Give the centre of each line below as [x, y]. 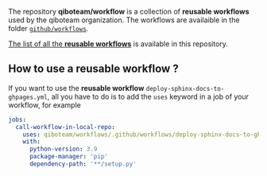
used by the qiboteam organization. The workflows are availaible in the [124, 20]
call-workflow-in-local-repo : [65, 127]
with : [32, 142]
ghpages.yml [28, 97]
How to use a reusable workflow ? [93, 69]
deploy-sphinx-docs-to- [185, 88]
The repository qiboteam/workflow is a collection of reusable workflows [129, 12]
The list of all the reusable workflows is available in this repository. [118, 44]
